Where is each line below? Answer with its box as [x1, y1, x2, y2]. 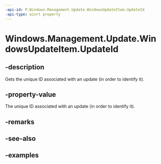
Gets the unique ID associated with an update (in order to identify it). [5, 76, 145, 82]
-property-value [5, 90, 56, 98]
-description [5, 63, 44, 71]
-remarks [5, 118, 35, 126]
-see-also [5, 134, 36, 143]
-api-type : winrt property [5, 12, 61, 17]
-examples [5, 151, 39, 160]
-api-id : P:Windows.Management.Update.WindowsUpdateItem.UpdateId [5, 7, 145, 12]
